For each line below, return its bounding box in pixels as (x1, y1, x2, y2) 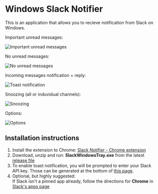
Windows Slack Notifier (5, 3, 103, 15)
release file (12, 157, 35, 163)
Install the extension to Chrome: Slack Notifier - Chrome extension (12, 147, 146, 153)
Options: (5, 110, 23, 116)
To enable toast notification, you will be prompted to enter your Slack (12, 163, 152, 169)
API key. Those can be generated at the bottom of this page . (12, 168, 134, 173)
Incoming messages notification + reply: (5, 72, 87, 78)
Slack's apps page (12, 183, 50, 189)
